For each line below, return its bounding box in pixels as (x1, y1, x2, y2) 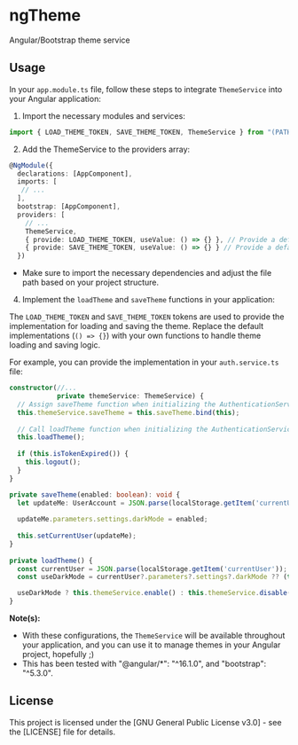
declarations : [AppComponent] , (17, 169, 133, 178)
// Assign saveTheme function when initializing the (17, 400, 216, 409)
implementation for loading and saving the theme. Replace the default (9, 321, 264, 332)
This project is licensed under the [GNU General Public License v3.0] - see (9, 717, 282, 727)
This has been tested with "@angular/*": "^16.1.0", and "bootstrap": (21, 658, 267, 669)
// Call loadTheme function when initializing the (17, 425, 208, 434)
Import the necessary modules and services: (21, 110, 186, 121)
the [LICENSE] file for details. (9, 726, 116, 737)
